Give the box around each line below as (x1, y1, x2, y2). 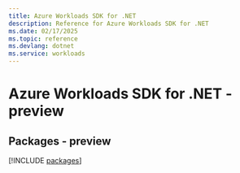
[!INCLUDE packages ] (8, 156, 82, 165)
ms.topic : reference (8, 34, 79, 43)
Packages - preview (8, 134, 111, 148)
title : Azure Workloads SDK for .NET (8, 11, 137, 20)
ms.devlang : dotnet (8, 42, 75, 50)
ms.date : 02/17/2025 (8, 27, 79, 35)
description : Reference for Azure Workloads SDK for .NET (8, 19, 209, 28)
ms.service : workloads (8, 50, 85, 58)
